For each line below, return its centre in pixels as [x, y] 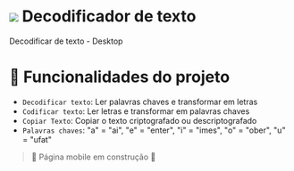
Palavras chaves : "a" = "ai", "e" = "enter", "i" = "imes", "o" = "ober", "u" [154, 130]
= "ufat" [37, 139]
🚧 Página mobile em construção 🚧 [93, 157]
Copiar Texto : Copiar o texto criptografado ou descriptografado [139, 120]
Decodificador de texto [109, 16]
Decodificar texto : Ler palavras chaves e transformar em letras [140, 102]
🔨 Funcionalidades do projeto [120, 77]
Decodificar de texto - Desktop [66, 41]
